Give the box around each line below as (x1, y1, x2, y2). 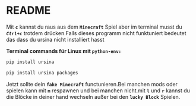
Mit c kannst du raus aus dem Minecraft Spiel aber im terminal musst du (6, 23, 182, 30)
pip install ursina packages (6, 70, 78, 76)
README (6, 4, 51, 17)
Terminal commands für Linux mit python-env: (6, 47, 122, 54)
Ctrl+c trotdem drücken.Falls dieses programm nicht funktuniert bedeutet (6, 29, 186, 36)
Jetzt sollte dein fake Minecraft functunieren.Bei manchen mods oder (6, 80, 178, 88)
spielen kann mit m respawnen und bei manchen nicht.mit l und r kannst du (6, 87, 190, 94)
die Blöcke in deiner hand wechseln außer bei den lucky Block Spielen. (6, 93, 181, 100)
